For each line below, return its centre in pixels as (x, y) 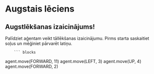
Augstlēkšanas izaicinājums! (50, 27)
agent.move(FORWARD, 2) (32, 67)
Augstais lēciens (40, 9)
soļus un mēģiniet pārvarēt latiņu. (39, 44)
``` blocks (25, 52)
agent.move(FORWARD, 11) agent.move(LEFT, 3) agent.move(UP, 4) (73, 61)
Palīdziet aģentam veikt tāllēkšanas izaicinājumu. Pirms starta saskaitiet (77, 38)
